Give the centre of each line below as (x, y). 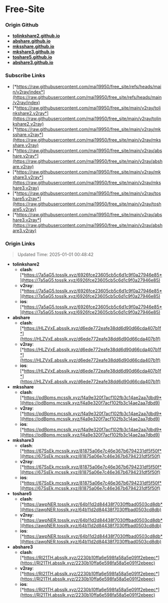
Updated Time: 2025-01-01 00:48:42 (55, 255)
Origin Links (20, 244)
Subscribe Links (25, 75)
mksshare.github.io (33, 47)
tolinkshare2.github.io (36, 36)
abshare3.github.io (33, 63)
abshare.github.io (31, 41)
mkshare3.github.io (33, 52)
